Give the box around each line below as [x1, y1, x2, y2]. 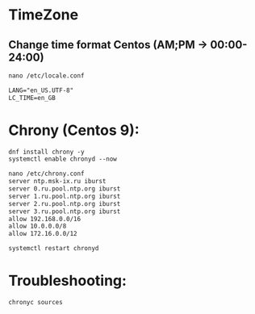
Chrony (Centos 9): [8, 121, 140, 139]
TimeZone [8, 6, 79, 24]
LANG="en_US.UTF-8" [8, 86, 74, 94]
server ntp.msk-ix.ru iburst [8, 178, 107, 186]
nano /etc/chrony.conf [8, 170, 85, 178]
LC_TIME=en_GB [8, 94, 56, 102]
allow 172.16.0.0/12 [8, 230, 78, 238]
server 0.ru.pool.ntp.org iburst [8, 185, 121, 193]
